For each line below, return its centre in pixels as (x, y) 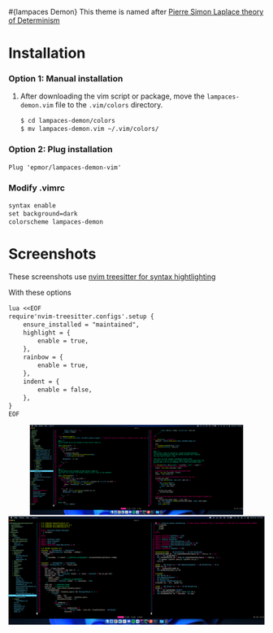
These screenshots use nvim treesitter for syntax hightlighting (112, 277)
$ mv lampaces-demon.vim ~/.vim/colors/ (89, 129)
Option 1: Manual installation (66, 79)
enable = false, (65, 390)
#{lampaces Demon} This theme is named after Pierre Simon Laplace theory (136, 12)
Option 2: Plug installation (61, 150)
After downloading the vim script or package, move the (113, 96)
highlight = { (47, 333)
